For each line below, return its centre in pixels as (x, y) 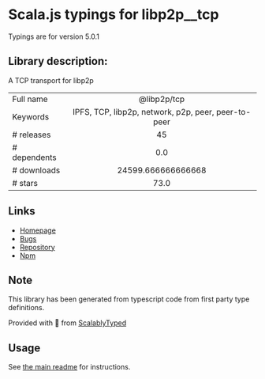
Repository (37, 247)
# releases (32, 135)
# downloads (36, 170)
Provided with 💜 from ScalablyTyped (67, 323)
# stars (25, 183)
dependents (34, 157)
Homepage (38, 230)
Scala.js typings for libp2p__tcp (114, 15)
